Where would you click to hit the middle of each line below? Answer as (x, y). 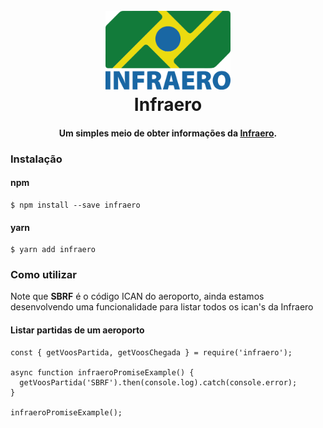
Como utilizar (43, 275)
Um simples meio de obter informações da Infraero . (168, 133)
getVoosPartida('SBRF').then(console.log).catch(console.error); (158, 382)
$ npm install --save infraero (75, 205)
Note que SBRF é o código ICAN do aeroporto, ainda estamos (137, 296)
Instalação (36, 159)
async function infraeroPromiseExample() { (102, 372)
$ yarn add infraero (53, 250)
